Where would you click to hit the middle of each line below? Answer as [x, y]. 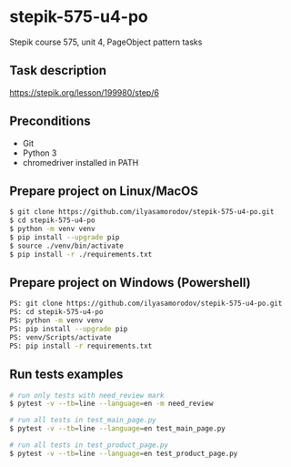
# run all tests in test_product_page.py [89, 445]
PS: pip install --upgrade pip [69, 330]
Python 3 [40, 153]
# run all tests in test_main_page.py [83, 421]
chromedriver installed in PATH [80, 162]
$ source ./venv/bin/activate [67, 246]
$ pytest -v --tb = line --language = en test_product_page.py [124, 453]
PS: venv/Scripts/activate [60, 337]
